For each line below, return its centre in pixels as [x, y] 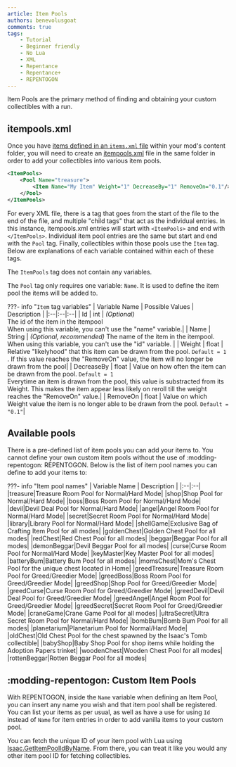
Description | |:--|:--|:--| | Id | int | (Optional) [71, 314]
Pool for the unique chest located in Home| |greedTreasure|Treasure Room [116, 569]
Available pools [41, 433]
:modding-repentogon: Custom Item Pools [102, 680]
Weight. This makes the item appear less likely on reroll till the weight [107, 388]
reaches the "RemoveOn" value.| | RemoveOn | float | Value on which [107, 396]
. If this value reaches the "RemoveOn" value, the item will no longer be [110, 359]
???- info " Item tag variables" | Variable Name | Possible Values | [101, 306]
